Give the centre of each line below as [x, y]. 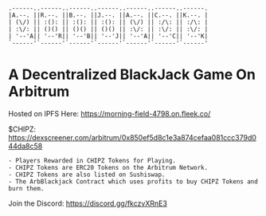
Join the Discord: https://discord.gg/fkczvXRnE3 [88, 203]
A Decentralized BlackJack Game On [132, 75]
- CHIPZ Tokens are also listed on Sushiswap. [87, 175]
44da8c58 [25, 146]
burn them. [26, 188]
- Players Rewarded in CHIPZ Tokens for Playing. [92, 160]
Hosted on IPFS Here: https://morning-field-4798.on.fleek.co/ [110, 113]
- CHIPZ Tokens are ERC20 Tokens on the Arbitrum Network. [108, 167]
